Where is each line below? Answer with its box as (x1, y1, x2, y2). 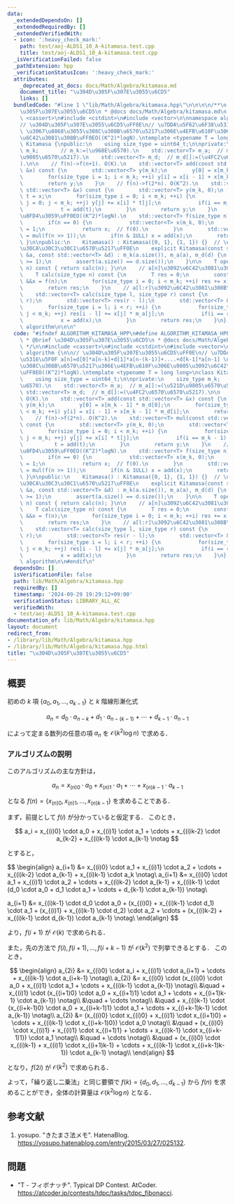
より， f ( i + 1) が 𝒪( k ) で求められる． (7, 928, 110, 937)
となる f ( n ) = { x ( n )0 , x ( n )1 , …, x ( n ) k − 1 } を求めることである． (7, 797, 174, 807)
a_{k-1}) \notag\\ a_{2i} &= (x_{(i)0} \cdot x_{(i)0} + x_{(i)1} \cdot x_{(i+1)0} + (8, 1011, 227, 1019)
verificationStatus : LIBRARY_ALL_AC (13, 597, 120, 604)
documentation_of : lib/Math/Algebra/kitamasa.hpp (7, 617, 155, 624)
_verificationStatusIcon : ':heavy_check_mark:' (13, 69, 155, 76)
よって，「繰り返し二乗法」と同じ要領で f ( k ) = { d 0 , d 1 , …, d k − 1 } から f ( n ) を (7, 1078, 220, 1088)
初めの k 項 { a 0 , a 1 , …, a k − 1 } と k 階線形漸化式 (7, 697, 138, 707)
